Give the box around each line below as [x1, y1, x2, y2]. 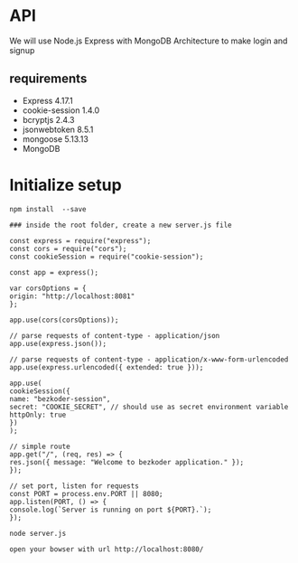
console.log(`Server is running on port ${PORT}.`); [9, 505, 212, 514]
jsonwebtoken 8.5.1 [22, 124, 94, 135]
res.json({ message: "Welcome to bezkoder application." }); [9, 457, 245, 466]
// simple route [9, 442, 70, 451]
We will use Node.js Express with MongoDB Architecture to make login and [9, 35, 288, 46]
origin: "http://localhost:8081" [9, 291, 135, 301]
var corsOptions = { [9, 284, 88, 293]
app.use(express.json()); [9, 339, 107, 348]
